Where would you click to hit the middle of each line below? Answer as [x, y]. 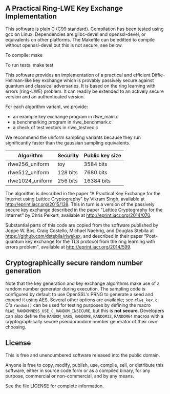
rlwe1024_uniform [30, 180]
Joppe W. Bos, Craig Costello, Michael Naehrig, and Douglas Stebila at [80, 231]
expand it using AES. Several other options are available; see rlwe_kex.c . [82, 300]
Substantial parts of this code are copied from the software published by [82, 225]
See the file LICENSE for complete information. [55, 386]
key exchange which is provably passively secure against [93, 80]
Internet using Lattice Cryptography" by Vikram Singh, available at [75, 199]
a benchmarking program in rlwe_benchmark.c [62, 122]
